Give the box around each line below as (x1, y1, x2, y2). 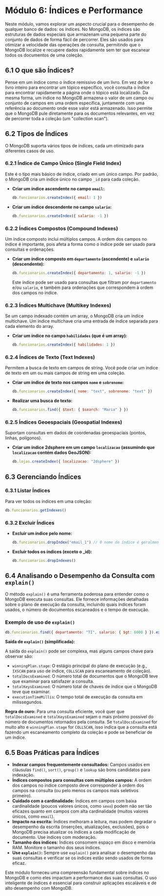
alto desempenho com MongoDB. (5, 885, 73, 891)
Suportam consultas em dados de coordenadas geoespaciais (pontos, (5, 430, 146, 436)
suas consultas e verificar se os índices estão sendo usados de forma (12, 855, 153, 861)
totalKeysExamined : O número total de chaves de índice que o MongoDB (12, 683, 158, 689)
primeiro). (12, 793, 32, 798)
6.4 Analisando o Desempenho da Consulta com (5, 571, 155, 580)
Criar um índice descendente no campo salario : (12, 204, 112, 210)
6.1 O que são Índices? (5, 66, 74, 75)
